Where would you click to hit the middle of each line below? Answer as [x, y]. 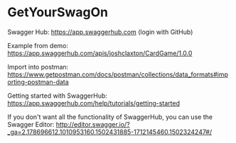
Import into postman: [38, 67]
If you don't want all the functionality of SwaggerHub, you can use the [110, 117]
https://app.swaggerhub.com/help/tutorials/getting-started [93, 103]
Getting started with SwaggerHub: [58, 96]
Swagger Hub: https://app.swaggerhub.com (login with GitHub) [100, 32]
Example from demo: [38, 45]
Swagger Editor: [31, 124]
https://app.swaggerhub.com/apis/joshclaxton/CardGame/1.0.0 [100, 53]
